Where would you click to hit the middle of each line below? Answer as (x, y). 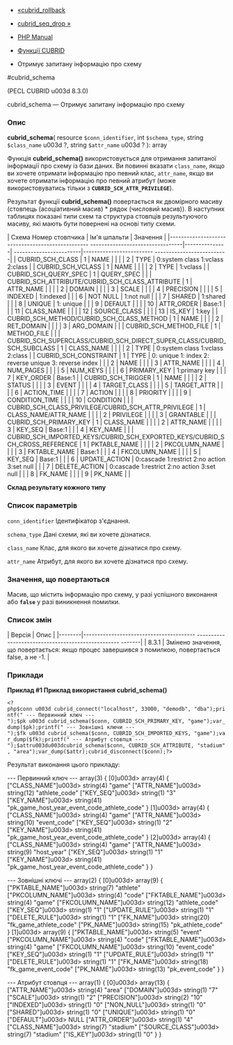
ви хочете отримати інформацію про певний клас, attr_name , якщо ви (110, 173)
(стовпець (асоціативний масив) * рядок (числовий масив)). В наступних (116, 209)
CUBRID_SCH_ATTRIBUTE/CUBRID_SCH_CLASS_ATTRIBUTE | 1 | (100, 282)
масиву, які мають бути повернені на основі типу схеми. (91, 224)
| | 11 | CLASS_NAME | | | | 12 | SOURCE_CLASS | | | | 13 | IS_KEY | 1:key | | (113, 311)
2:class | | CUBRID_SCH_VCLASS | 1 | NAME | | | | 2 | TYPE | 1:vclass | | (109, 267)
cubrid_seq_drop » (44, 23)
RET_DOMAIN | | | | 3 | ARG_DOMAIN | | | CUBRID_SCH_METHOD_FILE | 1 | (114, 326)
